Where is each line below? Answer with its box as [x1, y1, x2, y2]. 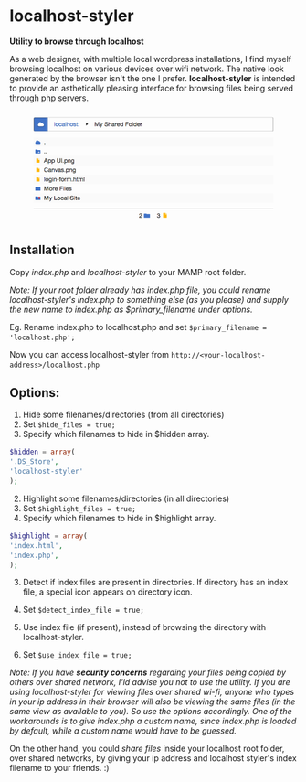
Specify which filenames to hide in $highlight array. [22, 512, 216, 523]
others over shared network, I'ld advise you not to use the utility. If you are [9, 677, 290, 688]
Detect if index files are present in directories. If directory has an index [22, 577, 289, 588]
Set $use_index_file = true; [22, 649, 132, 660]
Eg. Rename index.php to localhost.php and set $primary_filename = [9, 321, 268, 332]
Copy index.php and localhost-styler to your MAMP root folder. [9, 266, 247, 277]
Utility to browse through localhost [9, 36, 144, 47]
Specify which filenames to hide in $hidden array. [22, 429, 210, 440]
